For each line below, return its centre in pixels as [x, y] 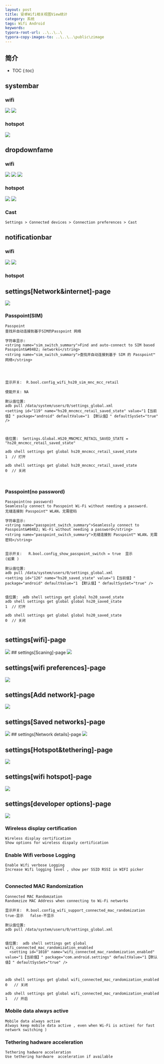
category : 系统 [20, 19]
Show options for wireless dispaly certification [57, 842]
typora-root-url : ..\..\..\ [34, 32]
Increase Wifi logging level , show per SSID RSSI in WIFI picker [74, 870]
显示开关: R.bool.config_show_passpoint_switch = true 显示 [69, 554]
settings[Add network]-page [50, 695]
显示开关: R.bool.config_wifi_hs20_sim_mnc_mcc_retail [62, 382]
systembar [22, 86]
